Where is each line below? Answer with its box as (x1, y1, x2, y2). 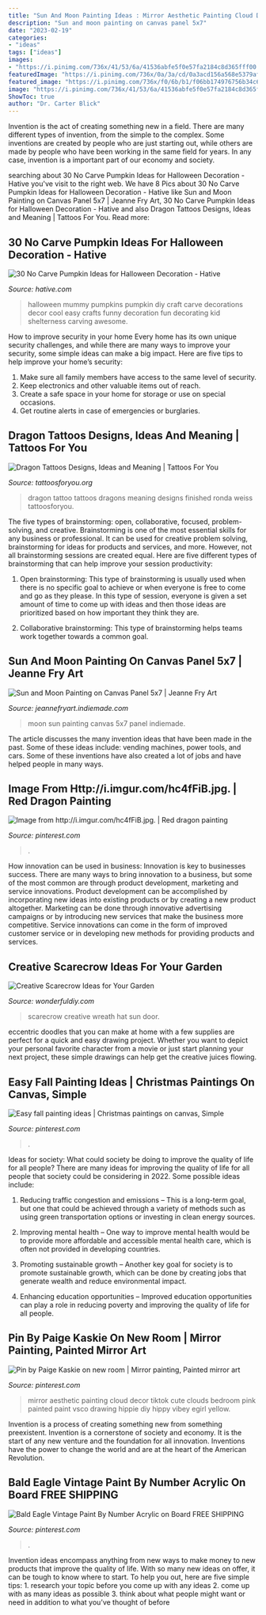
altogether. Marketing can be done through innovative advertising (8, 903, 222, 913)
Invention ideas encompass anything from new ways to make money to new (8, 1555, 256, 1564)
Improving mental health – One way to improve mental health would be (19, 1228, 250, 1237)
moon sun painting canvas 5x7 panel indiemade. (27, 718, 186, 728)
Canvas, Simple (8, 1088, 87, 1101)
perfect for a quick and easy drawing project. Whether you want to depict (8, 1035, 248, 1045)
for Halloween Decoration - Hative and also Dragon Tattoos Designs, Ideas (8, 204, 252, 214)
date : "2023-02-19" (8, 26, 73, 34)
